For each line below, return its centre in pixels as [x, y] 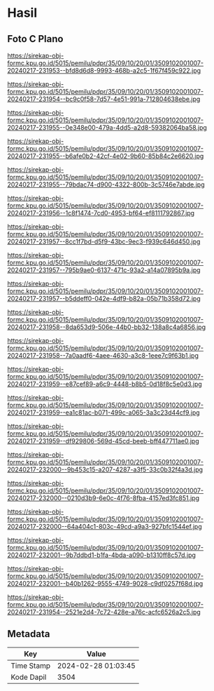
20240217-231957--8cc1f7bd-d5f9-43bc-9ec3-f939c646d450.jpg [104, 241]
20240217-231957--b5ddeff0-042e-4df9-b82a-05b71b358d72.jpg [104, 298]
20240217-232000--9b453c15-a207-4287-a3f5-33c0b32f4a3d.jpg [105, 469]
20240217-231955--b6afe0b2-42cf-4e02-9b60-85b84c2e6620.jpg [106, 156]
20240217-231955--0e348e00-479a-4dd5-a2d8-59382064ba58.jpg [107, 127]
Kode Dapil [29, 677]
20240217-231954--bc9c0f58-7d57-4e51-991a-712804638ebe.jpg [104, 99]
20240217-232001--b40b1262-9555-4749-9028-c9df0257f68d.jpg [105, 583]
